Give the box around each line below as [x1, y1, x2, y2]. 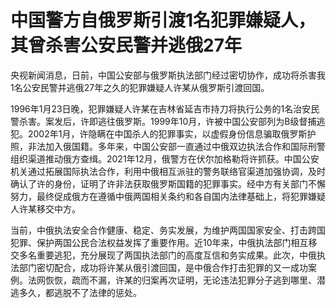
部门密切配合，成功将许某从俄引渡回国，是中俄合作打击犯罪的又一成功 [18, 261, 308, 273]
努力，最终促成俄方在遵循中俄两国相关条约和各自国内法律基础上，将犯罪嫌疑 [10, 190, 326, 202]
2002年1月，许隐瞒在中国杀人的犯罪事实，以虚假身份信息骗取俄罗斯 [27, 127, 308, 140]
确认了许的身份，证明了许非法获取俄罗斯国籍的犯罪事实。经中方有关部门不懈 [10, 177, 326, 190]
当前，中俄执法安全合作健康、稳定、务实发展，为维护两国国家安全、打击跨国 [10, 224, 326, 236]
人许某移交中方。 [10, 202, 81, 215]
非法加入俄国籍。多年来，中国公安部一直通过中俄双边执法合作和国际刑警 [27, 140, 326, 152]
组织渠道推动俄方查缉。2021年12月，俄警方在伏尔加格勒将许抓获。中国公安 [10, 152, 320, 165]
